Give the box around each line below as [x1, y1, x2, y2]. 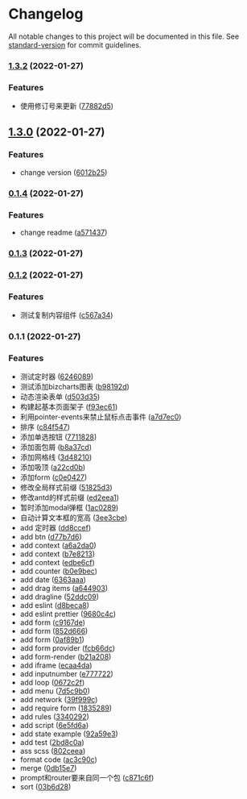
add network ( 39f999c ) [19, 695, 98, 705]
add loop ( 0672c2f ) [19, 678, 85, 688]
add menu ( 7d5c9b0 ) [19, 686, 91, 696]
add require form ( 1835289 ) [19, 703, 113, 714]
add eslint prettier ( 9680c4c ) [19, 610, 117, 619]
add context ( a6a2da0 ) [19, 541, 97, 551]
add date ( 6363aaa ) [19, 575, 87, 585]
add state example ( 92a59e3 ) [19, 729, 118, 739]
